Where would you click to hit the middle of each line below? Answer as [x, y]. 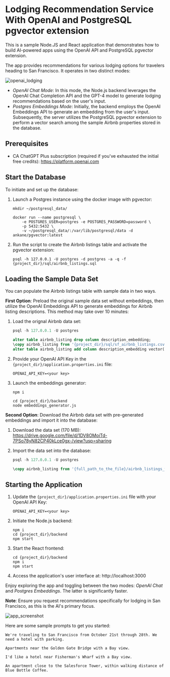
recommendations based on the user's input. [59, 101]
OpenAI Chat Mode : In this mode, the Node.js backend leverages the [84, 90]
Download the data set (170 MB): [47, 430]
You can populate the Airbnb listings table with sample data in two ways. [81, 291]
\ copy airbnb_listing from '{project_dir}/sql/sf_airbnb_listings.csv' [90, 345]
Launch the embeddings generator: [49, 383]
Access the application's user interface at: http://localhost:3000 [79, 576]
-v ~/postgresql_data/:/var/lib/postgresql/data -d [77, 231]
